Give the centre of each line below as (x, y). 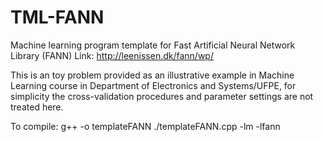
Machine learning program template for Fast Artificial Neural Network (153, 45)
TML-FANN (57, 17)
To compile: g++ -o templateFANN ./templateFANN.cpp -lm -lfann (145, 126)
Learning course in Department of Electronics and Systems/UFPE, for (153, 85)
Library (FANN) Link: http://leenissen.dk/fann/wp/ (112, 55)
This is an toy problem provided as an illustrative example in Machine (152, 75)
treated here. (37, 107)
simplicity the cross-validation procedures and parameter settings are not (162, 96)
